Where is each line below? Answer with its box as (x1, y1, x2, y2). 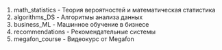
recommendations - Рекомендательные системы (13, 27, 156, 36)
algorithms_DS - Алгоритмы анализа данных (13, 13, 143, 21)
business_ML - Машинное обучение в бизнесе (13, 21, 149, 28)
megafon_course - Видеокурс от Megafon (13, 35, 135, 43)
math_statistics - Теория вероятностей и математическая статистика (13, 6, 216, 14)
